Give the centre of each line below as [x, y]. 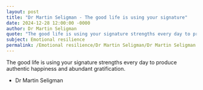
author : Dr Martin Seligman [42, 28]
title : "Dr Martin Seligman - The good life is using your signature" [97, 17]
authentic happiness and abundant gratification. [66, 68]
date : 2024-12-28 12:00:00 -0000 [48, 23]
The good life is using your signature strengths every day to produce [92, 62]
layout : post [23, 12]
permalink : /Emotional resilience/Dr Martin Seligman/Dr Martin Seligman [101, 46]
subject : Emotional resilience [46, 40]
